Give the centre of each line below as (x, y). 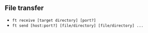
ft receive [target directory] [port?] (54, 20)
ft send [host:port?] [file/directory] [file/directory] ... (78, 26)
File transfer (24, 8)
